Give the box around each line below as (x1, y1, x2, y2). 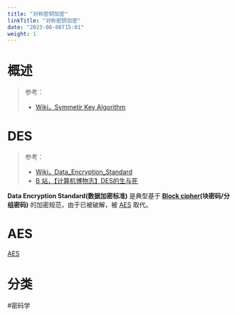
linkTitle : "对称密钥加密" (7, 17, 81, 24)
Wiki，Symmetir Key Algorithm (35, 103, 126, 111)
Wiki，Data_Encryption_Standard (35, 168, 133, 176)
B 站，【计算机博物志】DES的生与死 (35, 177, 139, 185)
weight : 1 (7, 30, 37, 38)
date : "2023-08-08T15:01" (7, 23, 84, 31)
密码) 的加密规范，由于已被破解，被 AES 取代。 (13, 200, 152, 209)
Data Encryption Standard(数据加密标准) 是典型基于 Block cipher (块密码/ (7, 192, 224, 200)
